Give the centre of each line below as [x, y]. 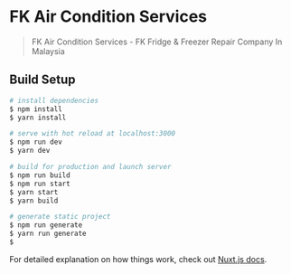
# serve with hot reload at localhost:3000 [93, 134]
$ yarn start [34, 192]
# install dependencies [54, 100]
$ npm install [36, 109]
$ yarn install [38, 118]
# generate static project [60, 217]
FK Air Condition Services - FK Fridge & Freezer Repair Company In [157, 42]
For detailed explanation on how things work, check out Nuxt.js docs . [138, 259]
